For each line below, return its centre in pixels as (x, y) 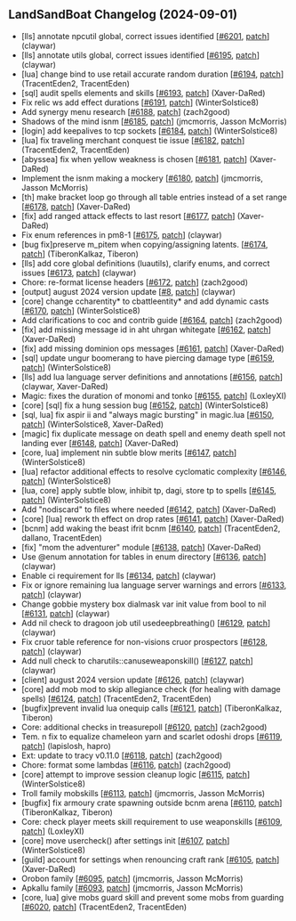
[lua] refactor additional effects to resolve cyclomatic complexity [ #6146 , (154, 471)
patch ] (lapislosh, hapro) (66, 746)
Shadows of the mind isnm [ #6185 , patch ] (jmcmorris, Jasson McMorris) (154, 121)
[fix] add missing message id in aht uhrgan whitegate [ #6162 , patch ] (146, 330)
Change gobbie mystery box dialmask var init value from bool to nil (144, 604)
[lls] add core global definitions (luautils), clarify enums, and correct (145, 263)
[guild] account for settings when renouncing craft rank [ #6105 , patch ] (150, 860)
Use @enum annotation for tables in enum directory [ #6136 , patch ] (144, 557)
